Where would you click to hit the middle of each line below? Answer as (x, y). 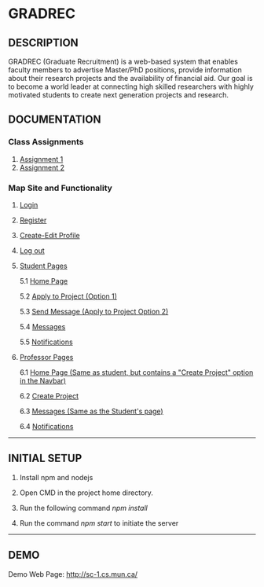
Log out (32, 250)
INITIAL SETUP (45, 459)
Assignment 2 (42, 167)
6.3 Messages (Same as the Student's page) (91, 411)
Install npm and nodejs (56, 477)
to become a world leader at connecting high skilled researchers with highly (131, 86)
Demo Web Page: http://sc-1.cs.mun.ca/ (73, 574)
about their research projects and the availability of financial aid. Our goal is (130, 78)
